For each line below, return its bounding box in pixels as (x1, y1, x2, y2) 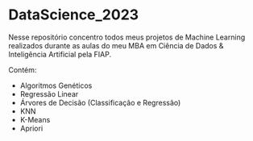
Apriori (19, 123, 44, 133)
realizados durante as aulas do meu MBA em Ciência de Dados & (8, 40, 224, 50)
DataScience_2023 (8, 6, 139, 24)
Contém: (8, 64, 37, 74)
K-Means (19, 114, 51, 124)
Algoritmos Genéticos (19, 81, 93, 90)
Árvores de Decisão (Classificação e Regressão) (19, 97, 181, 107)
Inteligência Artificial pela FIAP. (8, 49, 112, 59)
